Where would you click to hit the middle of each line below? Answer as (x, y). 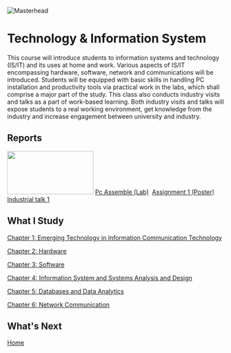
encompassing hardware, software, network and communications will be (110, 72)
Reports (25, 138)
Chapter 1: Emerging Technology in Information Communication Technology (115, 238)
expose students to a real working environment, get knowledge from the (110, 109)
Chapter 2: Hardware (37, 251)
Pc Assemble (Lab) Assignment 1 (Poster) (155, 192)
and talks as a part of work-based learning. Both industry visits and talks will (115, 102)
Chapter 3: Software (36, 264)
